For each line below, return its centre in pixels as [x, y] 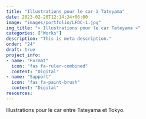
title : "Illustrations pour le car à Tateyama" [66, 11]
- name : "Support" [29, 77]
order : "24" [21, 45]
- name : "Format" [27, 60]
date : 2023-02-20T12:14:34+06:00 [47, 17]
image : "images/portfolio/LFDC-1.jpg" [54, 22]
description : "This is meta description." [59, 39]
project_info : [24, 55]
